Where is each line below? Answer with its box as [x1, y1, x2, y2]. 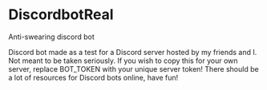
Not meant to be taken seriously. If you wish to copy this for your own [8, 56, 238, 65]
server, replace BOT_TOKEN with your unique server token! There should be [8, 64, 259, 73]
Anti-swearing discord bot [8, 32, 95, 41]
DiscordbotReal [8, 6, 114, 24]
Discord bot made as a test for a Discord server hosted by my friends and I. [8, 47, 257, 57]
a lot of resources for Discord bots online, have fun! [8, 72, 179, 82]
